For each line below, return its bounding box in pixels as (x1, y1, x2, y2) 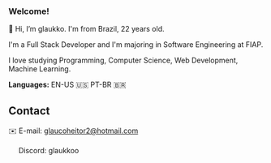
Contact (8, 104, 50, 118)
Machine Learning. (8, 64, 71, 74)
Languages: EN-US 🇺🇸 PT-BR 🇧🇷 (8, 79, 127, 90)
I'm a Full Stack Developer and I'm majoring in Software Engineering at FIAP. (8, 40, 264, 49)
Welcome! (8, 6, 50, 17)
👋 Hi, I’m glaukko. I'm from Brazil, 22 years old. (8, 24, 165, 34)
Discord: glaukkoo (18, 146, 80, 156)
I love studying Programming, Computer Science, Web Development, (8, 55, 239, 66)
